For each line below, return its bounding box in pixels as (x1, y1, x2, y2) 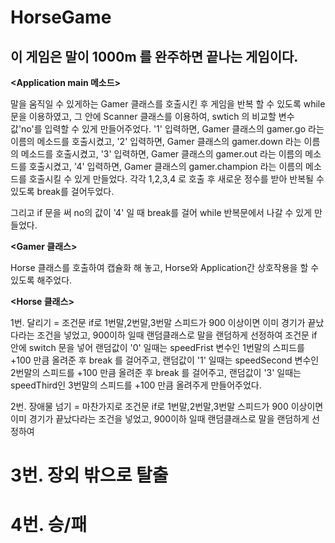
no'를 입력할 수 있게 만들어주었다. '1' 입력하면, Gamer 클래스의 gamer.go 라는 (21, 123, 325, 135)
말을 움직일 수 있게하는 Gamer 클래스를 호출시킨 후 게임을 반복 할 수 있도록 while (10, 98, 326, 110)
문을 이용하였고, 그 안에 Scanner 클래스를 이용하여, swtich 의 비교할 (10, 111, 277, 122)
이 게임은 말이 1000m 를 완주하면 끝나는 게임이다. (10, 48, 299, 65)
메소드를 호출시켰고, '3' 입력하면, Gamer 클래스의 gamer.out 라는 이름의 (20, 148, 303, 160)
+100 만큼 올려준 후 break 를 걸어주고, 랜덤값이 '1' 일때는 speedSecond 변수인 (10, 354, 320, 366)
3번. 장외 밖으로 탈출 (10, 464, 169, 487)
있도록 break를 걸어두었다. (10, 186, 115, 197)
